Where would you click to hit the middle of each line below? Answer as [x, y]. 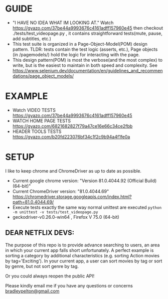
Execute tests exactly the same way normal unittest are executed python [87, 207]
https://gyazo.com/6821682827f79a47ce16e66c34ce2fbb [72, 126]
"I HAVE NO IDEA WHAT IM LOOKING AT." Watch [63, 23]
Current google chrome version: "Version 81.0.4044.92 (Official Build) [85, 181]
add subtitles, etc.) [32, 39]
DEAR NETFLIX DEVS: [40, 233]
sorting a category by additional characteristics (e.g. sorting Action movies [82, 255]
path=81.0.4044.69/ [33, 202]
